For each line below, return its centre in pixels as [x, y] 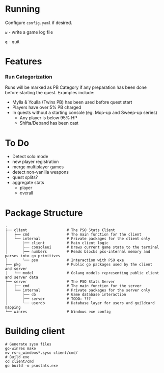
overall [26, 193]
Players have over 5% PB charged [47, 107]
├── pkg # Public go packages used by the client [79, 265]
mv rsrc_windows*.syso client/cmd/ [41, 353]
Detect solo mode [30, 157]
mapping [13, 308]
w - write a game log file [29, 32]
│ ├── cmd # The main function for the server [73, 286]
